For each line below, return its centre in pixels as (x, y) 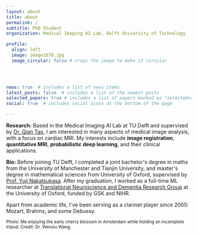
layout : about (24, 12)
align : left (26, 50)
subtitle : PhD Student (34, 28)
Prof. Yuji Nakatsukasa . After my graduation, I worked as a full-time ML (92, 181)
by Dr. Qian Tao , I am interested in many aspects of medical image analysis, (98, 132)
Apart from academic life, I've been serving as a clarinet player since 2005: (98, 205)
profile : (17, 44)
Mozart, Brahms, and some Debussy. (51, 211)
